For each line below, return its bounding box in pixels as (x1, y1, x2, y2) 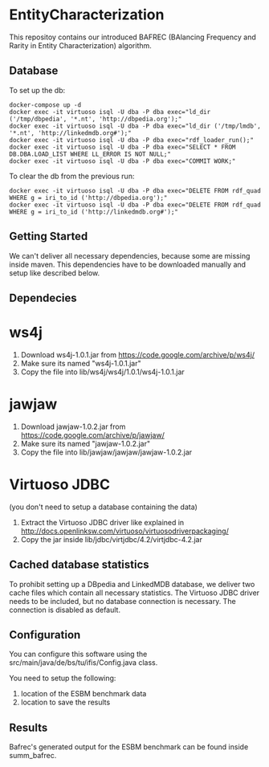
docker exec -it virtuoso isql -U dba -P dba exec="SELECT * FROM (9, 143, 236, 151)
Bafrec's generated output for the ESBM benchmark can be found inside (9, 742, 249, 752)
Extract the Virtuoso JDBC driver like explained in (20, 517, 185, 527)
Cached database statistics (9, 558, 149, 572)
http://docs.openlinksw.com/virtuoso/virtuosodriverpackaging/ (20, 526, 230, 536)
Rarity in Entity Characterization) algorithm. (9, 40, 152, 50)
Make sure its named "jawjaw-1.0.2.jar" (20, 439, 151, 448)
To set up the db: (9, 85, 66, 95)
